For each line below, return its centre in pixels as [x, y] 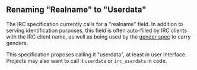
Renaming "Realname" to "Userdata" [76, 10]
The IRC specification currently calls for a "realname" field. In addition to [95, 24]
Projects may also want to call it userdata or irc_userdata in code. [87, 61]
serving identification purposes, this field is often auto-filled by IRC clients [97, 30]
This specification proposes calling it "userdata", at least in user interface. [96, 54]
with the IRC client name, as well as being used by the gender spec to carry [99, 36]
